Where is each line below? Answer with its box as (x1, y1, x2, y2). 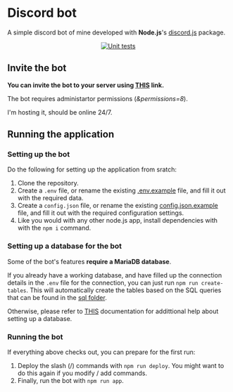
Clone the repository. (17, 179, 79, 188)
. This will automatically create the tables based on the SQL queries (25, 286, 222, 294)
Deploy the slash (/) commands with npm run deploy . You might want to (17, 362, 225, 370)
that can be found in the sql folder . (7, 293, 107, 301)
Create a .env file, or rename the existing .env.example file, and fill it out (17, 186, 226, 195)
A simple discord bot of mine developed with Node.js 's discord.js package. (7, 28, 226, 37)
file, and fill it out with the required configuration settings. (17, 209, 184, 217)
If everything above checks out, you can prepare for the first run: (7, 348, 196, 356)
